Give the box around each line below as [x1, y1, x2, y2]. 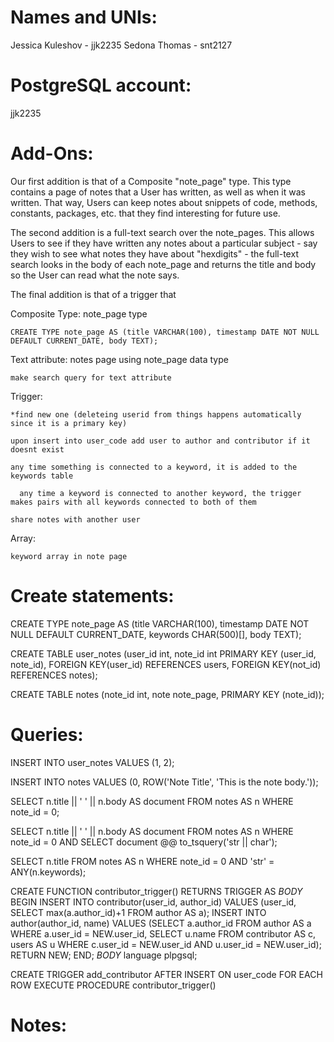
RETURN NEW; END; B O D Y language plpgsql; [10, 949, 198, 961]
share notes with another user [10, 514, 141, 525]
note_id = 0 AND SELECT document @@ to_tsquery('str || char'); [10, 836, 278, 848]
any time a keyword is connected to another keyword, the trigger [19, 488, 302, 498]
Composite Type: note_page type [10, 307, 148, 320]
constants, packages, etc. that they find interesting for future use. [10, 207, 281, 219]
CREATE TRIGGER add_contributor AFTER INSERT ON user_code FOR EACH [10, 968, 323, 980]
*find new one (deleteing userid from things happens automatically [10, 409, 302, 420]
